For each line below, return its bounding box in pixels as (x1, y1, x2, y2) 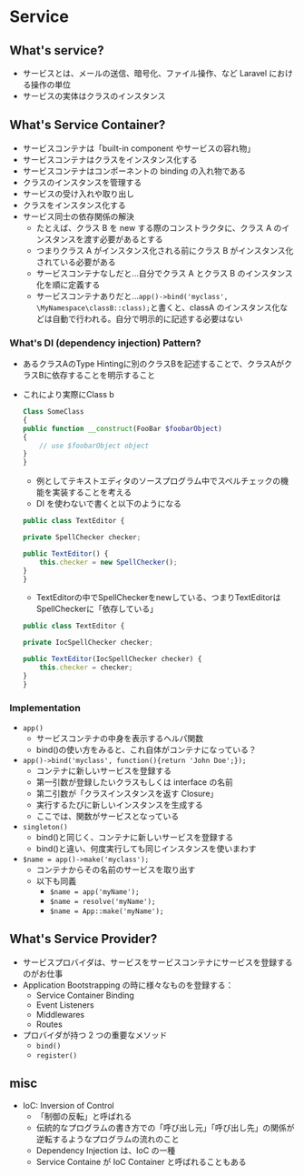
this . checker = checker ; (39, 663, 133, 672)
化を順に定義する (35, 279, 101, 290)
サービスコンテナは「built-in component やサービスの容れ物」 (22, 143, 256, 154)
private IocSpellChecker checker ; (22, 638, 153, 648)
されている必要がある (35, 256, 116, 267)
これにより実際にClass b (22, 389, 115, 400)
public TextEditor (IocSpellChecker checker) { (22, 655, 202, 664)
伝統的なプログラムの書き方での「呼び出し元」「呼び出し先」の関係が (35, 1121, 295, 1133)
